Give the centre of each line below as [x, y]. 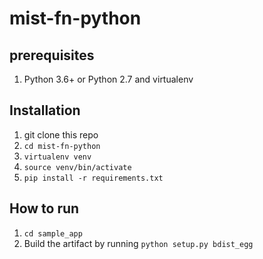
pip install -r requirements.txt [93, 178]
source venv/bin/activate [77, 167]
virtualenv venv [57, 157]
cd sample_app [53, 233]
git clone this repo [61, 134]
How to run [44, 208]
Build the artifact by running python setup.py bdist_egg [138, 243]
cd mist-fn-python [62, 146]
